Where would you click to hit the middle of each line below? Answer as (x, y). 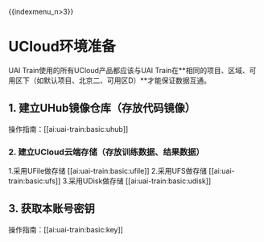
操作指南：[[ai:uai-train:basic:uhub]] (68, 129)
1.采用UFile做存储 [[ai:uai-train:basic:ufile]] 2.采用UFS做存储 (108, 171)
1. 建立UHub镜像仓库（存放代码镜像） (102, 108)
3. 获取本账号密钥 (52, 209)
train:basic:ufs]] (35, 181)
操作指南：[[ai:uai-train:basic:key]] (66, 229)
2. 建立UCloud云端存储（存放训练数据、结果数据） (107, 152)
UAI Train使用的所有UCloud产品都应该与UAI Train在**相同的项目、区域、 (129, 70)
